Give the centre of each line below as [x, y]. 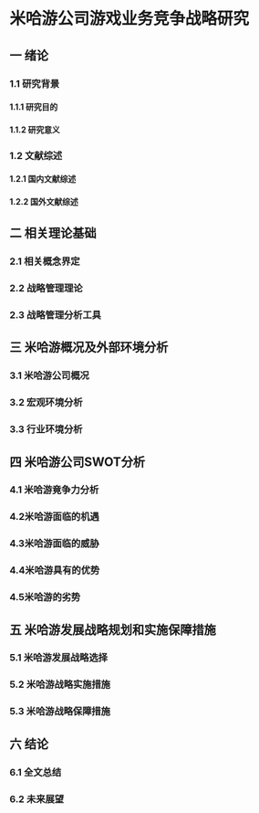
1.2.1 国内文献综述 [43, 179]
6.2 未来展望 [37, 798]
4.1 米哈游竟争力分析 [54, 490]
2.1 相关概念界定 [45, 261]
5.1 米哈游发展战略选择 [58, 658]
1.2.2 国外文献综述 [44, 201]
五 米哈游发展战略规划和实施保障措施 [113, 630]
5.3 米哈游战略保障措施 [60, 712]
